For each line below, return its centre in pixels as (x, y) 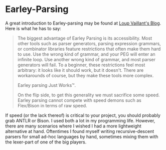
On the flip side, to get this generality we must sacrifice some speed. (89, 95)
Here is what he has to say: (33, 28)
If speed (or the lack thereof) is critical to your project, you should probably (83, 115)
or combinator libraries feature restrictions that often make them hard (89, 49)
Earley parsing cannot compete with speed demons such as (79, 100)
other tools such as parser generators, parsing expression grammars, (89, 43)
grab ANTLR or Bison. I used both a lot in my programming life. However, (80, 120)
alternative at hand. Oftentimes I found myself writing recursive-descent (80, 131)
